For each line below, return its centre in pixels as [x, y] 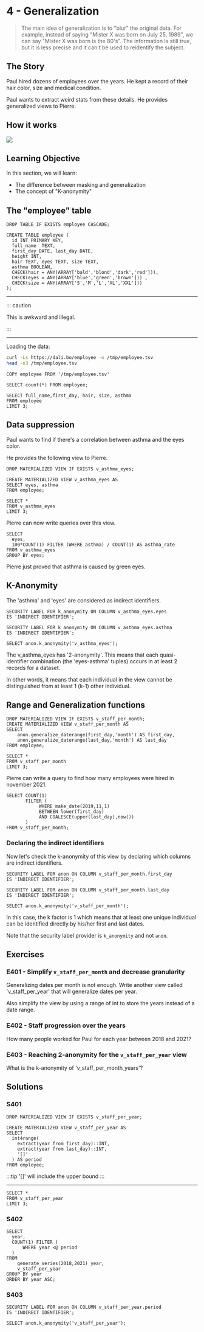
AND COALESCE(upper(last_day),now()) [87, 817]
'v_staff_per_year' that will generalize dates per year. [72, 992]
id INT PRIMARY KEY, [38, 241]
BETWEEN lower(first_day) [71, 812]
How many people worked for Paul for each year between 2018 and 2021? [99, 1039]
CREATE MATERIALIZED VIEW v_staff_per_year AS [66, 1128]
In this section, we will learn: [42, 173]
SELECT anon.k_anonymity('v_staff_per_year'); [66, 1323]
